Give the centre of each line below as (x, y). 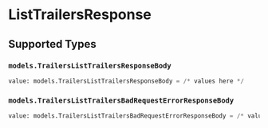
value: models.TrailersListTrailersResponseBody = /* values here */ (126, 81)
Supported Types (53, 44)
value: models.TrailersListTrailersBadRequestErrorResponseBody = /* (126, 116)
